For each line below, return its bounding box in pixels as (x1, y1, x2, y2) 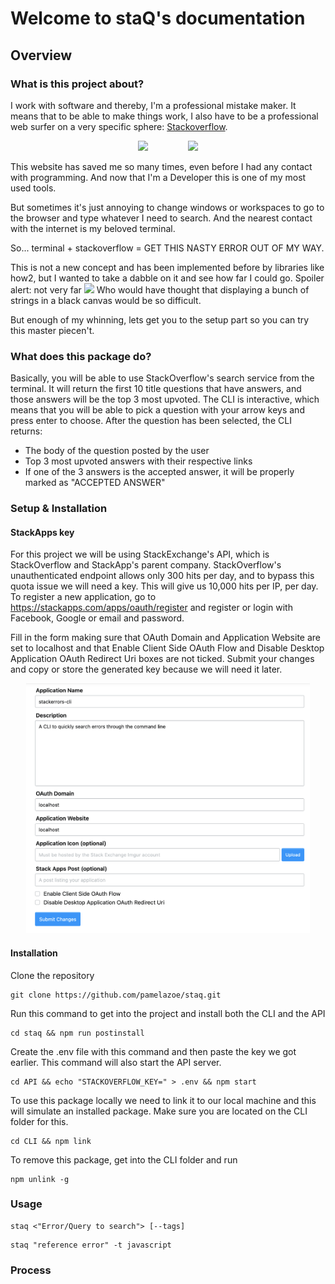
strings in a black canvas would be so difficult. (10, 294, 202, 306)
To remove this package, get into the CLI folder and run (10, 1153, 238, 1166)
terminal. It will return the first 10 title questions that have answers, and (10, 383, 302, 395)
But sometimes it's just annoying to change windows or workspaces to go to (10, 201, 325, 213)
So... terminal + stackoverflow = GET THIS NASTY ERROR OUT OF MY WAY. (10, 242, 325, 254)
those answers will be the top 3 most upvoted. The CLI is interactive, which (10, 393, 320, 406)
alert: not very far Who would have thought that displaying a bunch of (10, 283, 310, 296)
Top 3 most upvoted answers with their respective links (24, 455, 253, 467)
